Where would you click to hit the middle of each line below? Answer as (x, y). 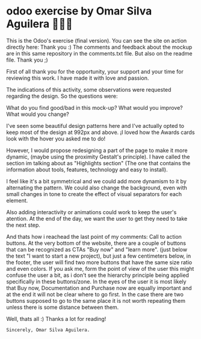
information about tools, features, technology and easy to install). (87, 169)
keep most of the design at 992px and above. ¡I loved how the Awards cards (100, 132)
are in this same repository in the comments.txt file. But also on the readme (99, 53)
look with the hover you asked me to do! (56, 138)
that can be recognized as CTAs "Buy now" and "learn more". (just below (97, 249)
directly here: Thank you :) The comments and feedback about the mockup (99, 47)
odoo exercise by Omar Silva (79, 11)
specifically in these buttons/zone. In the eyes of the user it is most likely (96, 281)
